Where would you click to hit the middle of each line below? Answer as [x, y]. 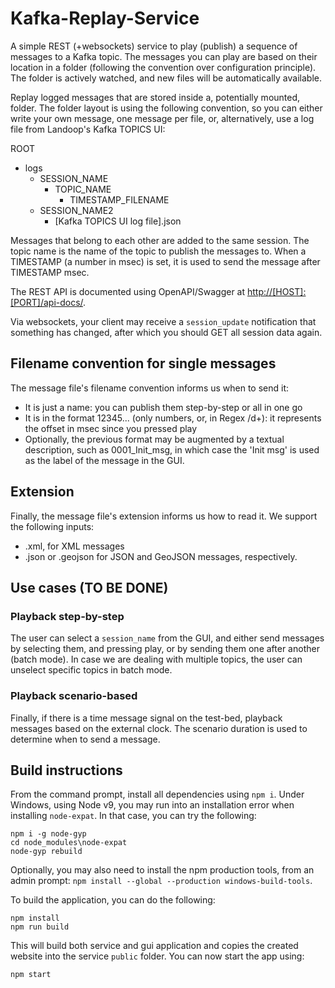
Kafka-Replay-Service [105, 18]
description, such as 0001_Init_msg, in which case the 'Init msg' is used [172, 449]
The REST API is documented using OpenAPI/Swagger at [128, 291]
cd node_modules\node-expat [69, 843]
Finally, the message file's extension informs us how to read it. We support [164, 516]
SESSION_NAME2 [76, 210]
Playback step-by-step [67, 616]
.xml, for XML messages [74, 546]
